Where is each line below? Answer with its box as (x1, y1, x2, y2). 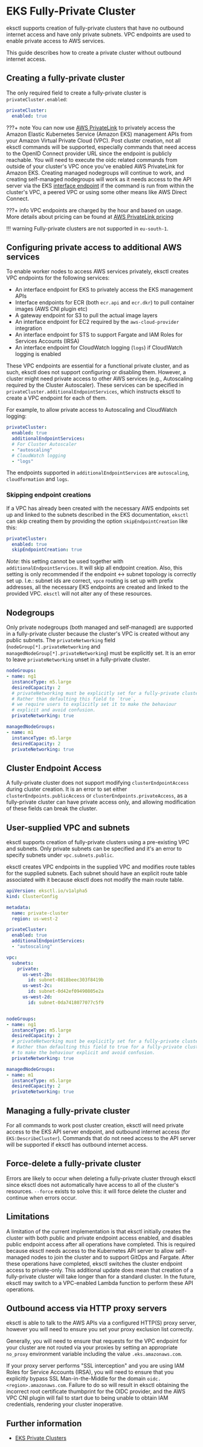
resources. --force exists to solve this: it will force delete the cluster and (6, 1187, 187, 1195)
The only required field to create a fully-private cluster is (6, 89, 147, 96)
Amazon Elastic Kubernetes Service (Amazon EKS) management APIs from (6, 130, 193, 138)
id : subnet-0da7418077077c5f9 (28, 999, 104, 1006)
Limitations (6, 1212, 50, 1222)
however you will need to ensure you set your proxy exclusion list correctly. (6, 1326, 194, 1333)
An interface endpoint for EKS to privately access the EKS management (14, 286, 193, 294)
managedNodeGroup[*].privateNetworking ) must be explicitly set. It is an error (6, 650, 196, 657)
